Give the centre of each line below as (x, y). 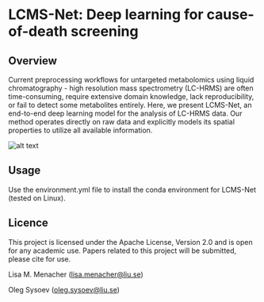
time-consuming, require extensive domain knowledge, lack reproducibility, (131, 96)
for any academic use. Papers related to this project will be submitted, (122, 250)
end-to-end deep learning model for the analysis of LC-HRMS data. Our (125, 113)
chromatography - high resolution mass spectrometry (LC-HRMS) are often (131, 88)
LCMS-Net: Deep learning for (106, 15)
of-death (38, 31)
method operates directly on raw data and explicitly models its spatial (122, 122)
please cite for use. (40, 258)
